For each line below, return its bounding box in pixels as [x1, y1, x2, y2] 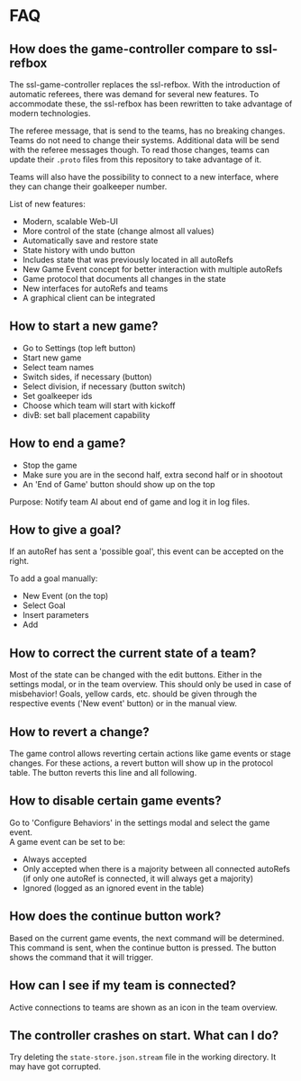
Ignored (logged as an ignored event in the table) [22, 882, 205, 893]
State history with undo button [22, 245, 135, 255]
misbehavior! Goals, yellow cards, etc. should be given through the [9, 688, 258, 699]
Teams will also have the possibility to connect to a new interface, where [9, 172, 279, 182]
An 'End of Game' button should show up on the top [22, 478, 215, 489]
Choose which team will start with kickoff [22, 400, 176, 411]
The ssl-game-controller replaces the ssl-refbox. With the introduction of [9, 79, 281, 90]
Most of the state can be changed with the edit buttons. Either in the [9, 669, 263, 680]
